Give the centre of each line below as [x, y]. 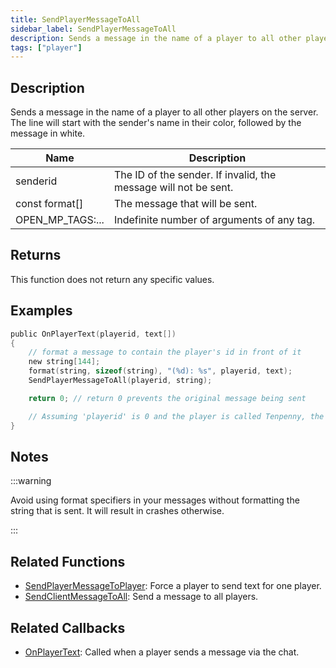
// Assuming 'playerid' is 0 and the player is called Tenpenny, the [176, 416]
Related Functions [68, 561]
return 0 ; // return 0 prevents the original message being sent [167, 398]
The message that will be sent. [185, 204]
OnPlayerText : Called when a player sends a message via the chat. [162, 652]
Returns [36, 255]
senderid [36, 181]
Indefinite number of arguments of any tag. [214, 220]
